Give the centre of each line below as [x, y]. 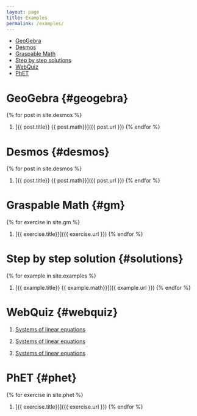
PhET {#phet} [42, 378]
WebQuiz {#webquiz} [62, 312]
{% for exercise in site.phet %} [45, 395]
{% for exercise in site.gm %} [43, 222]
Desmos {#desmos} [58, 152]
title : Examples [27, 18]
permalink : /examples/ [35, 23]
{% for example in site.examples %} [51, 276]
